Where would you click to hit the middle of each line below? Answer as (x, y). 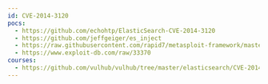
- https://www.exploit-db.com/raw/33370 (83, 53)
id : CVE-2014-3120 (38, 16)
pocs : (16, 23)
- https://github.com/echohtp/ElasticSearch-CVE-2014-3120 (115, 30)
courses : (22, 61)
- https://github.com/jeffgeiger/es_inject (88, 38)
